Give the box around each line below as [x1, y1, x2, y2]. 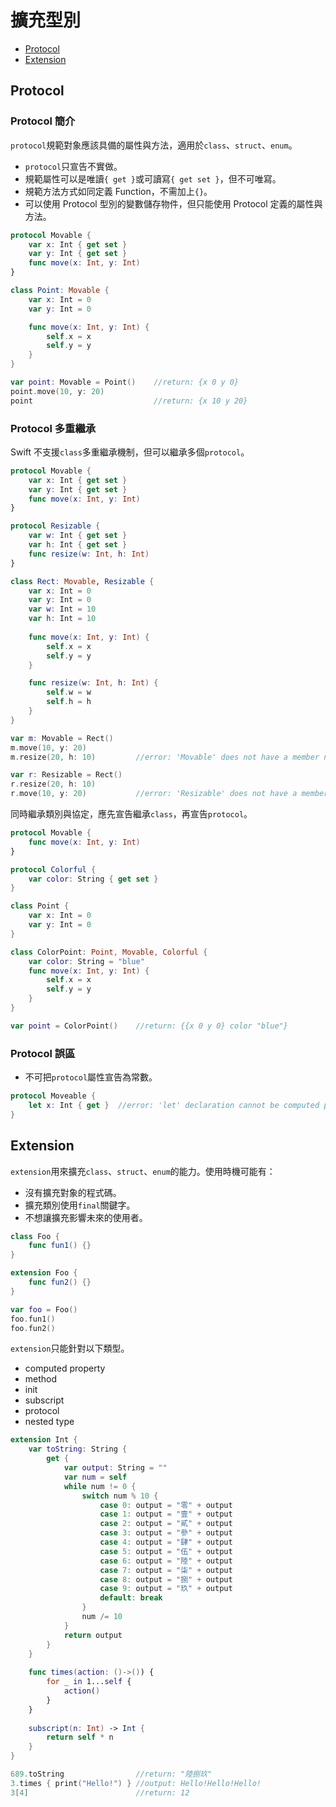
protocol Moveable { [10, 1091, 97, 1101]
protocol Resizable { [10, 521, 101, 531]
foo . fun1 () [10, 1314, 56, 1324]
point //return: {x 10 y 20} [10, 396, 248, 406]
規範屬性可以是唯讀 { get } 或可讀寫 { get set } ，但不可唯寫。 [24, 172, 282, 185]
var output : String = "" [63, 1463, 168, 1473]
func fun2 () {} [28, 1277, 92, 1288]
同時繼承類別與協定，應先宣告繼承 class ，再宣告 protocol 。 [10, 808, 253, 820]
